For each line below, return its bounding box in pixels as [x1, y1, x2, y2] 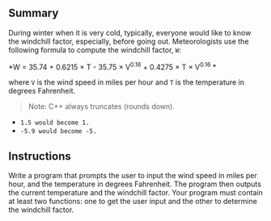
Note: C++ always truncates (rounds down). [28, 102, 176, 111]
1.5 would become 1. [19, 119, 90, 127]
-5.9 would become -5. [19, 127, 97, 136]
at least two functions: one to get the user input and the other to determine [8, 197, 257, 206]
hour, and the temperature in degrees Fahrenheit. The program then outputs [8, 179, 261, 189]
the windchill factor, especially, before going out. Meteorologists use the [8, 36, 249, 46]
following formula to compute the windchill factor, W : [8, 44, 182, 55]
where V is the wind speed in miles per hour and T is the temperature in [8, 77, 245, 87]
